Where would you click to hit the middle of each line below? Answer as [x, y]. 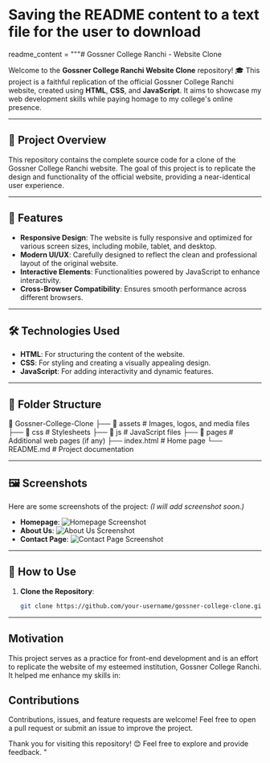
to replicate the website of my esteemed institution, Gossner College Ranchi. [135, 667]
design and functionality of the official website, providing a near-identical [129, 176]
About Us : [37, 531]
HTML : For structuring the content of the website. [102, 355]
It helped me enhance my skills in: [64, 675]
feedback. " [28, 753]
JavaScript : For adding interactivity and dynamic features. [117, 371]
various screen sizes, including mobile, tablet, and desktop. [118, 246]
